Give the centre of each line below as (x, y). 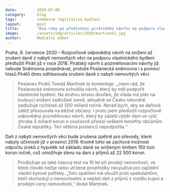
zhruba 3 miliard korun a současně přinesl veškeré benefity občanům (90, 121)
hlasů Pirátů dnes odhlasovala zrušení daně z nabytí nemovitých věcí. (78, 74)
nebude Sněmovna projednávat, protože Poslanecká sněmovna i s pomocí (82, 68)
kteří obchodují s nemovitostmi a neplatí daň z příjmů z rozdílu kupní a (90, 178)
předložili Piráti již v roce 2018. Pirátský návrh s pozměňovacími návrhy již (82, 63)
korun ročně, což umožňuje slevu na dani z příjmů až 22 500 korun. (75, 153)
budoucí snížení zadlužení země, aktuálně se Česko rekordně (81, 100)
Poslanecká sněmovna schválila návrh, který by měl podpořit (81, 89)
